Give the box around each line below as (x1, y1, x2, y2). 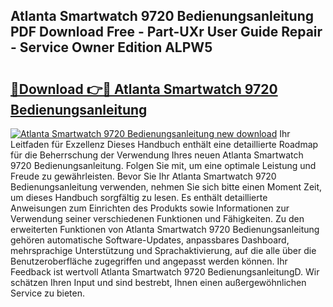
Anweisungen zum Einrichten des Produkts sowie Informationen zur (10, 202, 290, 214)
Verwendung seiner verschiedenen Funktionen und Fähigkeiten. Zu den (10, 213, 305, 224)
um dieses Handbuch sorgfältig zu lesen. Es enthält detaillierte (10, 192, 268, 203)
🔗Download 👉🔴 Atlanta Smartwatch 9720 (10, 80, 278, 98)
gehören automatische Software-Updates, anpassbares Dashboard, (10, 234, 290, 246)
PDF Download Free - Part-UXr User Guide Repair (10, 24, 323, 41)
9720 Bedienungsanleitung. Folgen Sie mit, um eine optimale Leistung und (10, 160, 317, 171)
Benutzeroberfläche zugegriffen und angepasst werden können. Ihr (10, 255, 288, 267)
